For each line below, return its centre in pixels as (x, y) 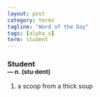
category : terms (31, 20)
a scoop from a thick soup (55, 86)
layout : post (26, 14)
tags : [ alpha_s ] (31, 33)
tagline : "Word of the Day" (48, 27)
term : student (28, 40)
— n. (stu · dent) (29, 72)
